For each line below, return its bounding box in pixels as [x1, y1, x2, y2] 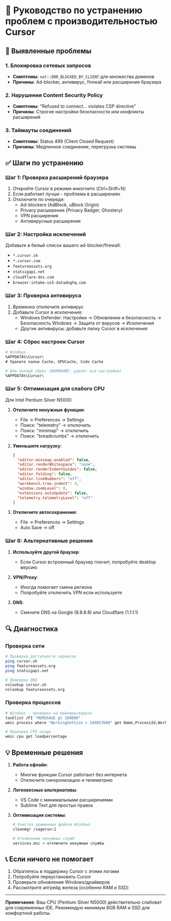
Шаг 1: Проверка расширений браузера [5, 173, 109, 181]
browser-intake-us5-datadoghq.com [12, 280, 86, 285]
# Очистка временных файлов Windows [12, 822, 91, 827]
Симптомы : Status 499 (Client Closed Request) [12, 138, 115, 144]
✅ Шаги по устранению [5, 158, 84, 167]
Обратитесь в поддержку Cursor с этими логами [12, 868, 120, 875]
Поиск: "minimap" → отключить [20, 427, 89, 433]
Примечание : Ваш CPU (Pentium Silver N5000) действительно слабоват [5, 899, 162, 905]
